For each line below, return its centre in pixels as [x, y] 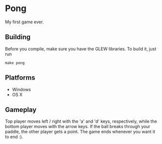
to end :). [14, 137]
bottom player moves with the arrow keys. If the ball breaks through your [78, 127]
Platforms [20, 78]
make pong [15, 63]
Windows [21, 89]
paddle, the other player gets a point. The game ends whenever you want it [80, 132]
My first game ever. [24, 22]
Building [18, 37]
